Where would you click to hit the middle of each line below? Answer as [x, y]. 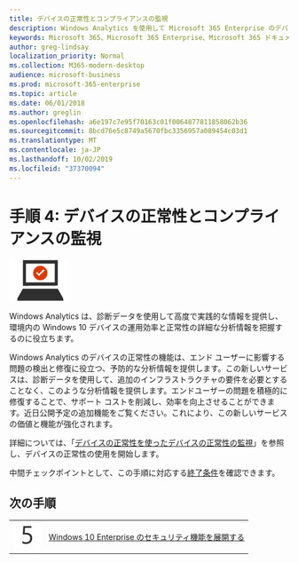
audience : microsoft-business [65, 75]
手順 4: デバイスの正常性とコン [121, 216]
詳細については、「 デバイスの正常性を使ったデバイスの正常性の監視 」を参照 [147, 442]
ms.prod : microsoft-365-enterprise [75, 84]
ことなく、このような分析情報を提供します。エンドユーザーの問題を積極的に [149, 390]
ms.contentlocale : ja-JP [55, 150]
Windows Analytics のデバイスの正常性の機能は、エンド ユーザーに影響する [147, 357]
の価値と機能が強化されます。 [63, 424]
